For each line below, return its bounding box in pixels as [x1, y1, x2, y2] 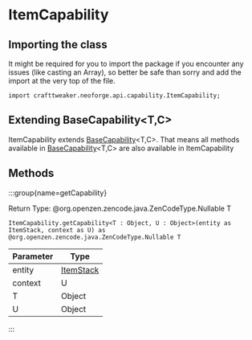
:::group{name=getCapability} [8, 187, 108, 198]
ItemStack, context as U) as [8, 226, 106, 234]
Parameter [12, 251, 54, 262]
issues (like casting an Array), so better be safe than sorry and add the [8, 68, 242, 77]
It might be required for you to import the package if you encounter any [8, 59, 244, 68]
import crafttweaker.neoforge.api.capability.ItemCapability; [8, 92, 221, 100]
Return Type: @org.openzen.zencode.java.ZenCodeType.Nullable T [8, 203, 231, 213]
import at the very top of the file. [8, 76, 116, 85]
